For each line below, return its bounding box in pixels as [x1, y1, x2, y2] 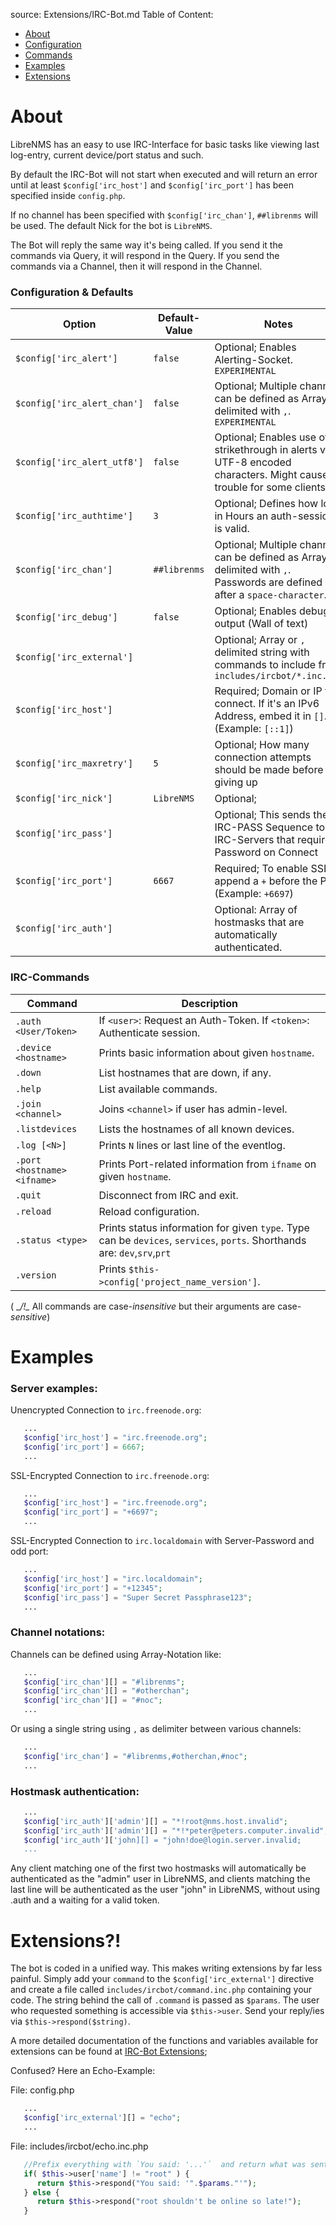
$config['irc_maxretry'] [15, 758, 134, 769]
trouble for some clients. [214, 480, 329, 494]
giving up [214, 775, 258, 789]
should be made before [214, 763, 324, 777]
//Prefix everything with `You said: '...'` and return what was [23, 2159, 307, 2169]
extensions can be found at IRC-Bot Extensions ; [10, 2045, 208, 2058]
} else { [23, 2187, 60, 2198]
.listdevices [15, 1123, 78, 1134]
